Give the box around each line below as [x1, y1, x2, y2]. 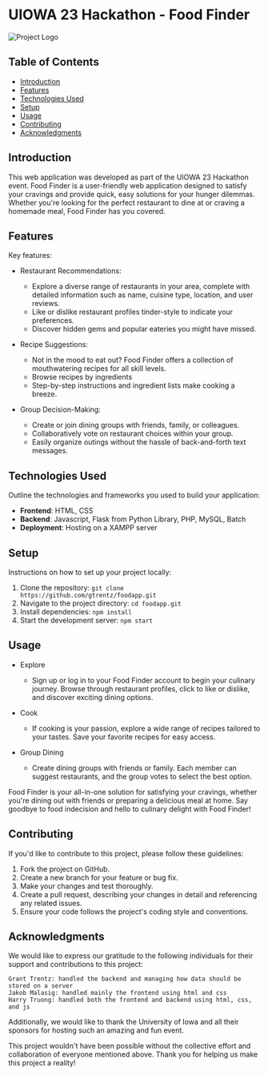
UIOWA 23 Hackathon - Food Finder [8, 6, 250, 24]
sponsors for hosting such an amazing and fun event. [8, 1025, 184, 1035]
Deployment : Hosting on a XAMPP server [19, 523, 158, 533]
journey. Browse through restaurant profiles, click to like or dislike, [31, 683, 250, 694]
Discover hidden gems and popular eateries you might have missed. [31, 324, 257, 334]
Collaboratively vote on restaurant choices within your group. [31, 429, 234, 438]
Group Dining [19, 747, 64, 757]
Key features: [8, 251, 52, 260]
